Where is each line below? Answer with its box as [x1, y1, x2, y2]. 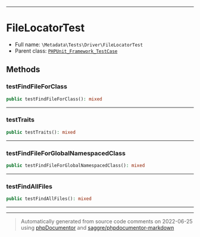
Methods [6, 64, 40, 75]
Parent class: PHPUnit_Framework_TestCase [14, 47, 118, 54]
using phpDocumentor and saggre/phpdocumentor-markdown [20, 224, 174, 232]
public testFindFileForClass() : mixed [6, 96, 102, 102]
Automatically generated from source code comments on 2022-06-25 [20, 218, 193, 225]
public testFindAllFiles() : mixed [6, 196, 92, 202]
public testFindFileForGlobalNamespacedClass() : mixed [6, 162, 145, 168]
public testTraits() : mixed [6, 129, 76, 135]
